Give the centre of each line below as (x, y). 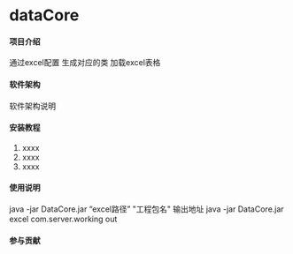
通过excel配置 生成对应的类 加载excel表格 (85, 63)
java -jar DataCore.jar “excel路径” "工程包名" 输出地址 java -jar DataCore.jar (147, 209)
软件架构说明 (32, 106)
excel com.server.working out (63, 219)
